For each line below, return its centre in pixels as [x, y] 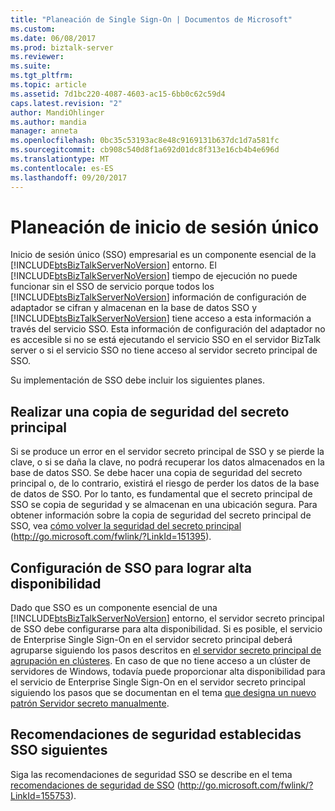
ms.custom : [33, 29]
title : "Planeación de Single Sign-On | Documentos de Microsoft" [151, 19]
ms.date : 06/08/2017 [53, 38]
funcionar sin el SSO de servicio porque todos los [112, 287]
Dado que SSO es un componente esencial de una [114, 608]
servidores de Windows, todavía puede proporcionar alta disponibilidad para [168, 672]
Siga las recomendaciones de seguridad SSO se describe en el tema [151, 774]
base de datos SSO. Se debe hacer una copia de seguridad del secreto [156, 473]
